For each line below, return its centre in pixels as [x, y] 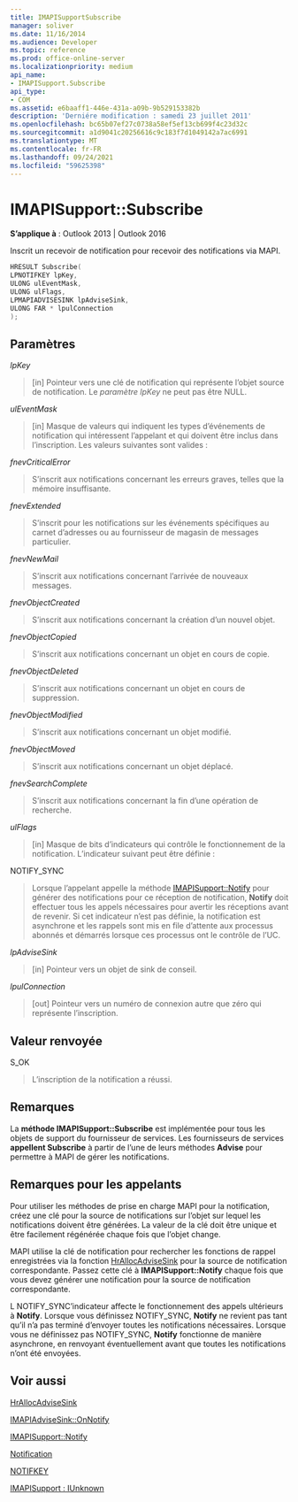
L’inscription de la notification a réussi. [102, 1080]
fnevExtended [35, 506]
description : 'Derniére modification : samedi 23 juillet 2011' [131, 116]
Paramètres [43, 344]
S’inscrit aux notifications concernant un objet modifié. [131, 732]
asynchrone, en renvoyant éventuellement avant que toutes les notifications [148, 1344]
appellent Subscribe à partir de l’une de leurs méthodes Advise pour [137, 1147]
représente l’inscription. [75, 1013]
